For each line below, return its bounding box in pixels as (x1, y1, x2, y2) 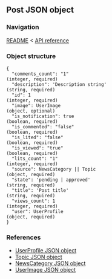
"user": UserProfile (12, 208, 64, 214)
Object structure (6, 51, 56, 60)
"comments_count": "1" (12, 71, 69, 77)
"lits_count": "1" (12, 156, 59, 162)
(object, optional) (6, 108, 56, 114)
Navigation (6, 23, 39, 31)
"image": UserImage (12, 102, 61, 108)
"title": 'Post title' (12, 187, 69, 193)
